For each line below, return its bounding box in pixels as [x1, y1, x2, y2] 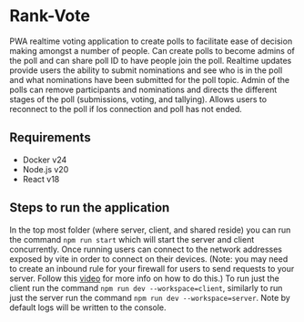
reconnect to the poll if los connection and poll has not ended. [9, 103, 243, 114]
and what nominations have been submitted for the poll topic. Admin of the [9, 74, 289, 85]
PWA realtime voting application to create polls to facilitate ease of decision [9, 36, 293, 47]
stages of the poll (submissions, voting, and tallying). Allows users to [9, 93, 267, 105]
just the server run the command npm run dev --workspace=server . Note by [9, 292, 291, 303]
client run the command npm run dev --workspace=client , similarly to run [9, 282, 283, 293]
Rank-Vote [9, 5, 91, 26]
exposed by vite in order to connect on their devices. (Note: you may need [9, 253, 289, 265]
